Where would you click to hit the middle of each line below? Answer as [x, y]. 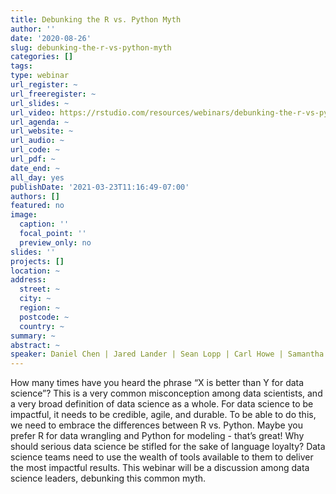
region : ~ [39, 308]
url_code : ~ [35, 150]
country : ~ [42, 326]
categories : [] [42, 57]
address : [28, 280]
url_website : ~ [42, 131]
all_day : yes [37, 177]
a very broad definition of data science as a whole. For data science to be [162, 404]
